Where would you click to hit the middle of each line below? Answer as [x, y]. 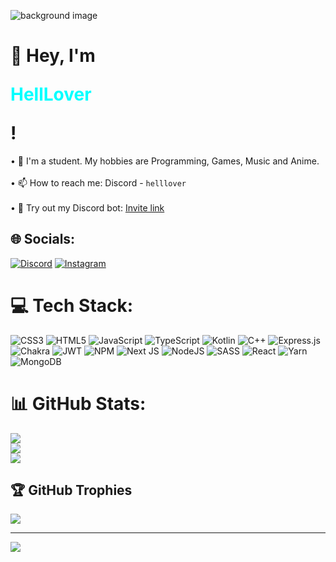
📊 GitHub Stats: [78, 403]
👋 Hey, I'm [53, 56]
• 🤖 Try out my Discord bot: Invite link [87, 207]
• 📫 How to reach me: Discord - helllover [98, 182]
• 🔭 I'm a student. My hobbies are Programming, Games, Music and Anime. [165, 161]
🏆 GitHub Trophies [71, 490]
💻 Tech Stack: [72, 305]
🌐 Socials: [43, 239]
